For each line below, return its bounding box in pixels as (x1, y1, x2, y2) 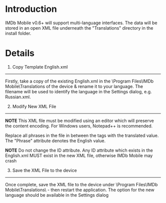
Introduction (5, 3, 57, 15)
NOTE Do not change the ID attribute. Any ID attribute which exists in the (5, 147, 153, 153)
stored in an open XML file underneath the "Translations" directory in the (5, 25, 154, 31)
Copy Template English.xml (12, 64, 68, 70)
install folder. (5, 30, 31, 36)
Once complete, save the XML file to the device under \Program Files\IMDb (5, 181, 158, 187)
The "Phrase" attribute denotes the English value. (5, 137, 106, 144)
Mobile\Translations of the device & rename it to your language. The (5, 83, 143, 89)
